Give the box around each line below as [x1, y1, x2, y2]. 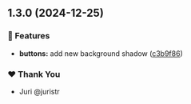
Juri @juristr [18, 86, 61, 96]
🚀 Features [7, 30, 50, 42]
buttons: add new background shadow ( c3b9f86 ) [18, 48, 183, 58]
